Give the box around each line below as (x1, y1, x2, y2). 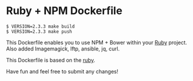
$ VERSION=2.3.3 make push (6, 28, 72, 35)
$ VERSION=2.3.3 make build (6, 23, 75, 29)
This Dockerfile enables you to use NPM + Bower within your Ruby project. (6, 39, 187, 46)
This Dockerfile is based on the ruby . (6, 56, 95, 63)
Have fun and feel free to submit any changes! (6, 67, 119, 75)
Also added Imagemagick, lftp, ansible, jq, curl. (6, 45, 120, 52)
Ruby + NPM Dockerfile (6, 4, 122, 18)
